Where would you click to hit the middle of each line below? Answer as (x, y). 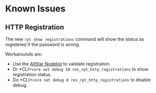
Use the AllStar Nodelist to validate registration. (62, 64)
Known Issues (35, 9)
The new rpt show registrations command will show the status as (75, 39)
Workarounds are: (24, 54)
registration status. (32, 74)
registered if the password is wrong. (43, 44)
